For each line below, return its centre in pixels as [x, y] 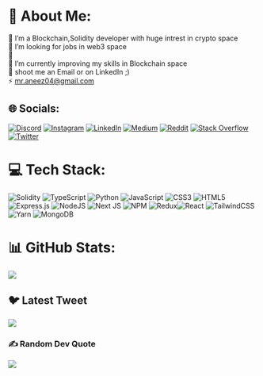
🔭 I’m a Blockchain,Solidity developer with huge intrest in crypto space [123, 38]
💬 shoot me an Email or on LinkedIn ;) [69, 71]
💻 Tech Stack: [57, 169]
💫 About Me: [50, 16]
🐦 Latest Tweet [48, 301]
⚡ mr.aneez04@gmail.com [51, 81]
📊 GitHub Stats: [62, 247]
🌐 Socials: [34, 109]
